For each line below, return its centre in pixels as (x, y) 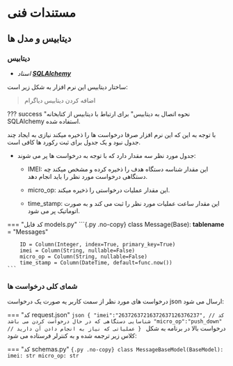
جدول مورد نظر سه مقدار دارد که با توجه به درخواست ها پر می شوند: (106, 155)
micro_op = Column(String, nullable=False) (84, 256)
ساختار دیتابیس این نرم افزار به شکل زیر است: (67, 87)
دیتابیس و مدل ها (39, 39)
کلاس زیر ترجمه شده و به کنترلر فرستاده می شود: (72, 336)
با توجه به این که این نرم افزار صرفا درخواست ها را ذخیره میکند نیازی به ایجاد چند (112, 134)
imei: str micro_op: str (43, 356)
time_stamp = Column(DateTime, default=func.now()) (96, 262)
